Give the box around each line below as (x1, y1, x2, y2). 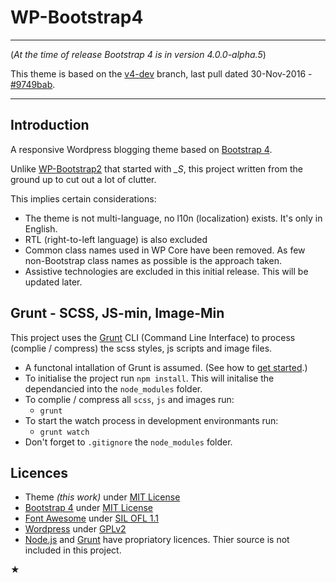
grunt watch (39, 427, 90, 437)
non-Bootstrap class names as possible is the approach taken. (24, 254, 283, 266)
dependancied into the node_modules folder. (24, 382, 203, 395)
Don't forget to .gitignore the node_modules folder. (24, 436, 233, 448)
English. (24, 222, 58, 235)
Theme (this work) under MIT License (24, 491, 181, 503)
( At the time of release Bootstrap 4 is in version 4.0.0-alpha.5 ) (10, 48, 267, 60)
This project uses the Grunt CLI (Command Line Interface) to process (10, 331, 296, 343)
